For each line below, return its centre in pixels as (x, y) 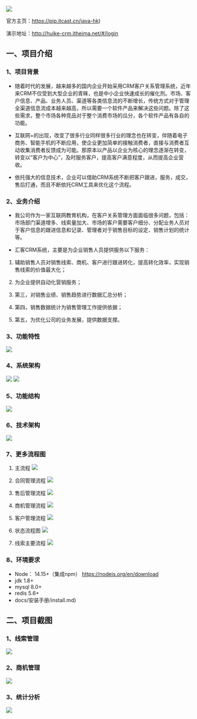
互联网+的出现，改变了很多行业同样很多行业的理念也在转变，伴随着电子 (101, 135)
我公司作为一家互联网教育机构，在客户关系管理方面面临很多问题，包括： (102, 215)
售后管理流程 (30, 493)
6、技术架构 (23, 425)
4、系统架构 (23, 366)
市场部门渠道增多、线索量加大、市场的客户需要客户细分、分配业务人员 (99, 222)
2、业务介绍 (23, 201)
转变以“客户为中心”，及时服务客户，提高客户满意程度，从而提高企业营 (99, 157)
